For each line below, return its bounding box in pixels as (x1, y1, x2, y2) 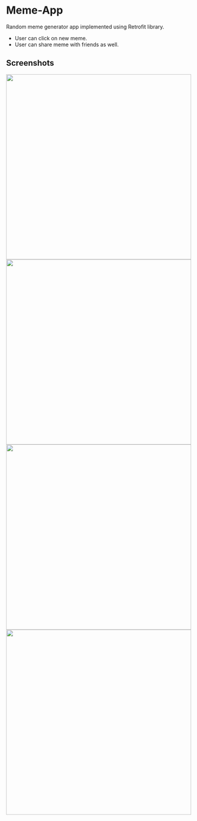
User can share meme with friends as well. (14, 41, 119, 48)
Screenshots (6, 58, 54, 68)
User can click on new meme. (14, 34, 88, 41)
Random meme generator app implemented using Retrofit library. (6, 23, 164, 30)
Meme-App (6, 4, 63, 17)
